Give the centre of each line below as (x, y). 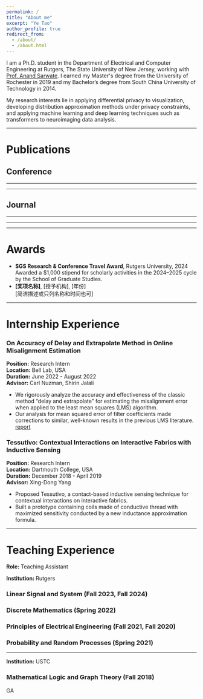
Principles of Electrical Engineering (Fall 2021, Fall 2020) (91, 626)
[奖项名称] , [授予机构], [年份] (50, 286)
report (23, 427)
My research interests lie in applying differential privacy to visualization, (95, 100)
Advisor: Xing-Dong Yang (39, 483)
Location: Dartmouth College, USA (50, 470)
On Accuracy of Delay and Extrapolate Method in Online (90, 343)
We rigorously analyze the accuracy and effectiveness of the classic (100, 395)
